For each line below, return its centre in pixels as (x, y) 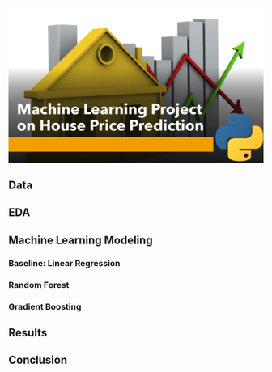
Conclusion (38, 360)
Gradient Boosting (45, 306)
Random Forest (39, 285)
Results (28, 333)
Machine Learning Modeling (81, 240)
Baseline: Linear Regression (64, 263)
